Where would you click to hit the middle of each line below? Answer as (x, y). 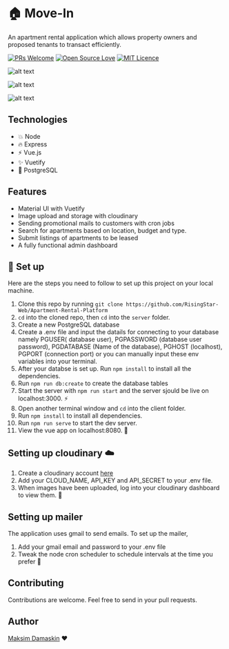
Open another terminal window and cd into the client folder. (102, 409)
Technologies (38, 120)
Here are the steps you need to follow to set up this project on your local (110, 283)
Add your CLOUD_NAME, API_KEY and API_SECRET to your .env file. (115, 481)
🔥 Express (32, 144)
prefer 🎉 (29, 561)
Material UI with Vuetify (51, 209)
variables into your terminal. (57, 361)
